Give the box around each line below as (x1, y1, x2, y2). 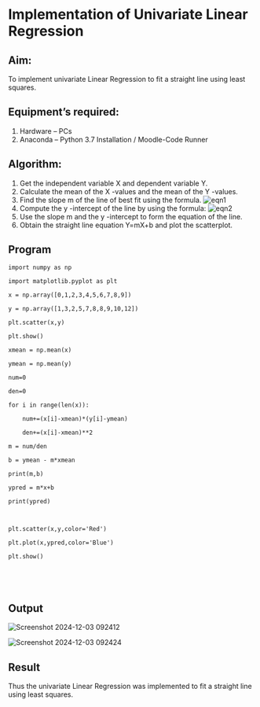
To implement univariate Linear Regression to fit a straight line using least (8, 75, 246, 83)
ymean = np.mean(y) (8, 360, 72, 368)
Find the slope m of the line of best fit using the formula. (19, 195, 202, 204)
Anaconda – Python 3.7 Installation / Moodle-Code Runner (19, 134, 208, 144)
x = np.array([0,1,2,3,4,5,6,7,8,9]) (8, 291, 132, 300)
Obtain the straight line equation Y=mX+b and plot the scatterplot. (19, 220, 233, 230)
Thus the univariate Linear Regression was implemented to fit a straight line (8, 682, 253, 691)
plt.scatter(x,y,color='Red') (8, 525, 108, 533)
